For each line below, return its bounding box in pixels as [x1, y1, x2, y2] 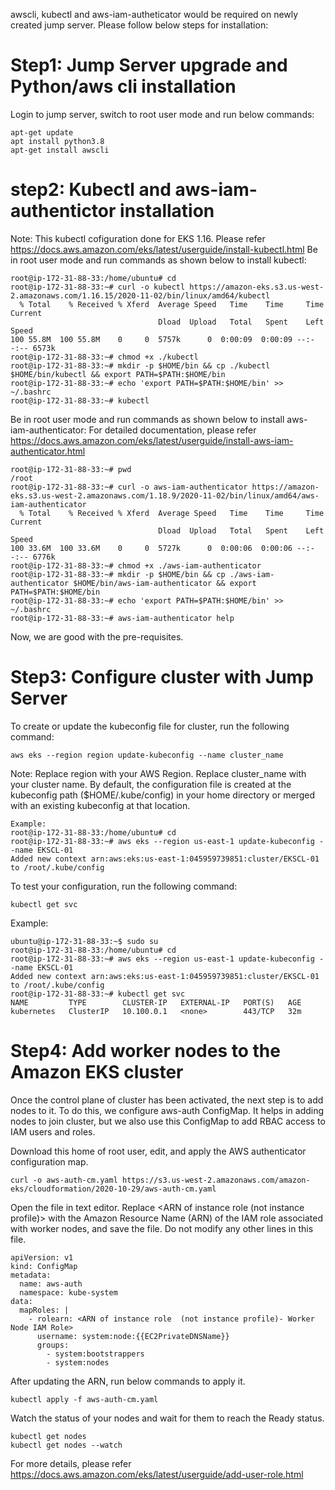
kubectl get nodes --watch [10, 1440, 123, 1450]
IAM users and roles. [10, 1125, 96, 1138]
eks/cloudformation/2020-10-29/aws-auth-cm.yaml [10, 1184, 217, 1194]
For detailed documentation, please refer [88, 424, 257, 436]
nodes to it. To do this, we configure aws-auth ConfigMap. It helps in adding [10, 1104, 325, 1116]
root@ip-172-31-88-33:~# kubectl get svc [10, 989, 186, 999]
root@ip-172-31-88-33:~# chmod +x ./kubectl [10, 352, 199, 362]
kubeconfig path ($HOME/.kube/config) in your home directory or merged [10, 789, 316, 801]
